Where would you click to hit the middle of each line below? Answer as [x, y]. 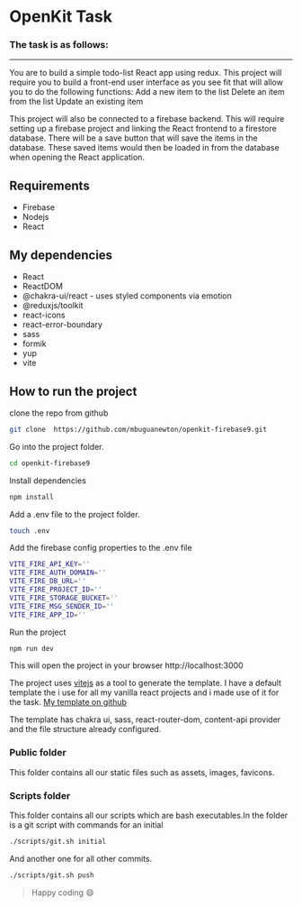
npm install [31, 497]
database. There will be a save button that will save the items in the [133, 138]
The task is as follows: [59, 45]
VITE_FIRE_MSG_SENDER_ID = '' [62, 606]
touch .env [30, 531]
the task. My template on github [68, 702]
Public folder [38, 753]
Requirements [49, 185]
